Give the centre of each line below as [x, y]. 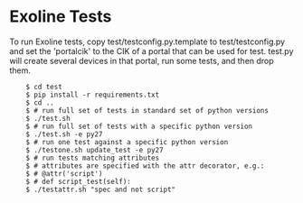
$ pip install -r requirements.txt [93, 95]
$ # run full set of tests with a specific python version [139, 126]
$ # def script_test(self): [78, 181]
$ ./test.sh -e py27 [64, 134]
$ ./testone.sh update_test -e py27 [95, 150]
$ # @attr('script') [64, 173]
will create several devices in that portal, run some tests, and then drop [142, 60]
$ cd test [44, 87]
